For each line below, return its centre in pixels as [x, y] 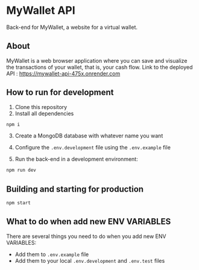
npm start [19, 203]
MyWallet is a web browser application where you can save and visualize [97, 60]
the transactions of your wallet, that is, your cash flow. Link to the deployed [99, 67]
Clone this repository [41, 107]
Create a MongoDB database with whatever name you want [89, 136]
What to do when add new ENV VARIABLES [89, 221]
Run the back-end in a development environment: [76, 159]
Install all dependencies [44, 113]
